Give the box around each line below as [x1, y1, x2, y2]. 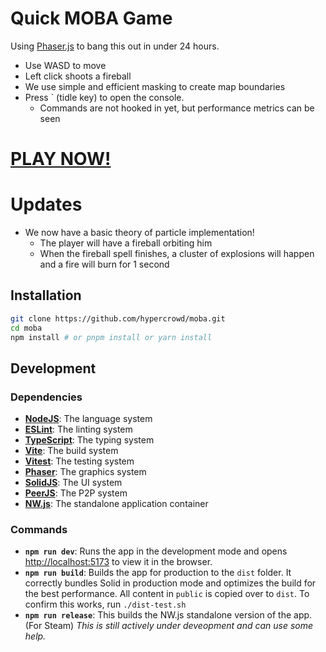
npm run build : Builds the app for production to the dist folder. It [24, 567, 292, 579]
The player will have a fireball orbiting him [39, 237, 213, 249]
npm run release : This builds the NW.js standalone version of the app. [24, 609, 313, 621]
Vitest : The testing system [24, 455, 135, 467]
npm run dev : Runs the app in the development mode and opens [24, 545, 288, 557]
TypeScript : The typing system [24, 434, 155, 446]
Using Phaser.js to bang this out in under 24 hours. [10, 40, 220, 52]
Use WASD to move [24, 59, 107, 71]
